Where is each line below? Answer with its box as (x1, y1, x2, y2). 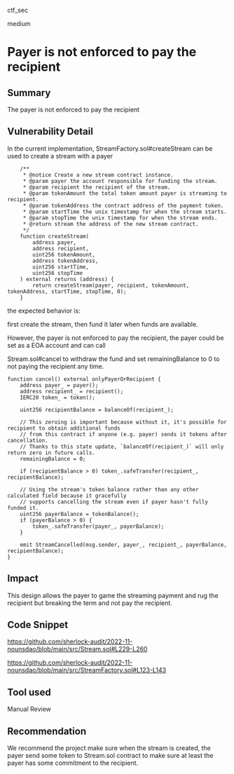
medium (7, 20, 31, 27)
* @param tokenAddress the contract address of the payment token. (22, 202, 224, 209)
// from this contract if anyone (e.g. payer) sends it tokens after (20, 430, 228, 437)
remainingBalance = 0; (20, 455, 86, 462)
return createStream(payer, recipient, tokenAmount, (32, 282, 190, 289)
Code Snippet (7, 619, 69, 631)
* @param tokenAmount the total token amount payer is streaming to (22, 189, 228, 197)
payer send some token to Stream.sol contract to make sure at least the (7, 752, 214, 760)
